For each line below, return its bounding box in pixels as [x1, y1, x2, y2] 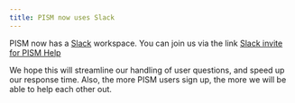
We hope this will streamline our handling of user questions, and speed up [9, 64, 285, 75]
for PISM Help [9, 47, 61, 58]
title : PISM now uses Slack [9, 13, 115, 22]
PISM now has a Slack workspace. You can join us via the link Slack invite [9, 38, 283, 48]
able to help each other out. [9, 83, 113, 94]
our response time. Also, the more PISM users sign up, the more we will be [9, 73, 287, 85]
